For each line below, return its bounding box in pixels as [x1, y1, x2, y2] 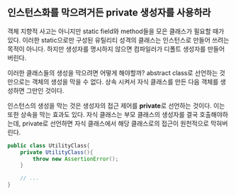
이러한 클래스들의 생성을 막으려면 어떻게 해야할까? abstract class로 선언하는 [7, 68, 218, 77]
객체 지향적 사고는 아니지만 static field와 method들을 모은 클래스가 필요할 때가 [7, 27, 225, 35]
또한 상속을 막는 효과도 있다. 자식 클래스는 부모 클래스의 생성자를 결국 [7, 110, 198, 118]
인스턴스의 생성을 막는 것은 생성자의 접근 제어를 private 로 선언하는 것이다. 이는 [7, 101, 225, 110]
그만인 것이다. [26, 86, 64, 94]
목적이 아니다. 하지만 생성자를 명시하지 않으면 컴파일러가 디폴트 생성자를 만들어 [7, 45, 225, 53]
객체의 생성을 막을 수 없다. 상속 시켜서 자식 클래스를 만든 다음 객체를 [31, 77, 219, 86]
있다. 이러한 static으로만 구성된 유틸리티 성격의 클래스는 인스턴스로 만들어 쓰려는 [7, 35, 230, 44]
